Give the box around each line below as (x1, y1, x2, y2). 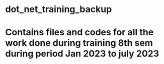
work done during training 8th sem (5, 37, 153, 49)
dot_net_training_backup (5, 4, 112, 15)
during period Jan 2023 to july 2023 (5, 48, 159, 59)
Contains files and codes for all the (5, 27, 154, 38)
